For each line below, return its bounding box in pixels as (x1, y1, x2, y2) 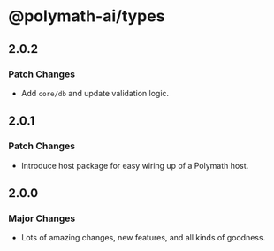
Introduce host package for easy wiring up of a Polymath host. (20, 160, 249, 171)
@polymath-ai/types (8, 6, 165, 27)
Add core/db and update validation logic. (20, 87, 170, 98)
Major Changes (8, 212, 76, 224)
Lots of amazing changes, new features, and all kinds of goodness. (20, 232, 266, 243)
